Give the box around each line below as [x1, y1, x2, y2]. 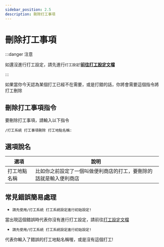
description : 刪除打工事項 [5, 12, 56, 17]
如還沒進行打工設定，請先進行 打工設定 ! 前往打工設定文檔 [5, 62, 115, 67]
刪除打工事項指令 [5, 103, 57, 112]
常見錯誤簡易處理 [5, 193, 57, 202]
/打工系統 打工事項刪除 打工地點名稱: [5, 128, 72, 133]
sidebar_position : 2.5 [5, 7, 51, 12]
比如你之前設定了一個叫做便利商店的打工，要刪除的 [35, 168, 153, 175]
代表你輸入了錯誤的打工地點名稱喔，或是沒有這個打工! [5, 236, 114, 242]
